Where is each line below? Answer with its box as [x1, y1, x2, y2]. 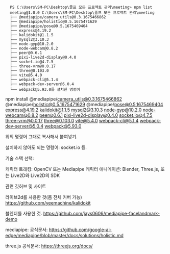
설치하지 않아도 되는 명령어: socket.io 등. [5, 144, 87, 150]
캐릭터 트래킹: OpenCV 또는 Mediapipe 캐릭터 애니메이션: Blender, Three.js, [5, 166, 160, 172]
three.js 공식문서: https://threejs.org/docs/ [5, 243, 93, 249]
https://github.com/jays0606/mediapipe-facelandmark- [43, 211, 160, 216]
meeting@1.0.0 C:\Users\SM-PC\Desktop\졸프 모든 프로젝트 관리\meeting [10, 10, 155, 15]
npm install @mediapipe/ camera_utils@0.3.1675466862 [5, 96, 123, 102]
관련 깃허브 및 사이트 [5, 183, 46, 189]
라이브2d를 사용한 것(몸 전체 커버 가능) [5, 194, 83, 200]
